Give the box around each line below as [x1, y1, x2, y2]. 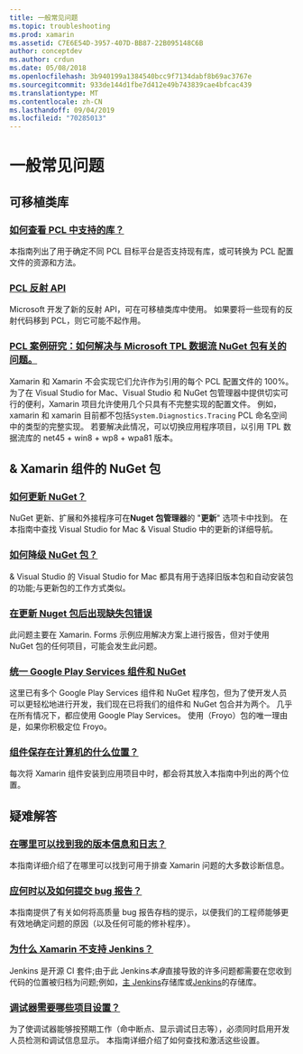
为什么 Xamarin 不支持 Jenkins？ [9, 943, 154, 956]
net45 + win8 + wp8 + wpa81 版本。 [42, 432, 179, 443]
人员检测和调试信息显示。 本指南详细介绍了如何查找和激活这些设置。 [9, 1035, 264, 1046]
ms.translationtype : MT [9, 88, 99, 97]
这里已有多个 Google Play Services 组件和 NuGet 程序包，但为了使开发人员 [9, 688, 288, 698]
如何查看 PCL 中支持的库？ [9, 223, 124, 236]
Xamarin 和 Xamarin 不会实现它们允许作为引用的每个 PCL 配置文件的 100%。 [9, 375, 294, 386]
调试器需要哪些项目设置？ [9, 1001, 121, 1013]
